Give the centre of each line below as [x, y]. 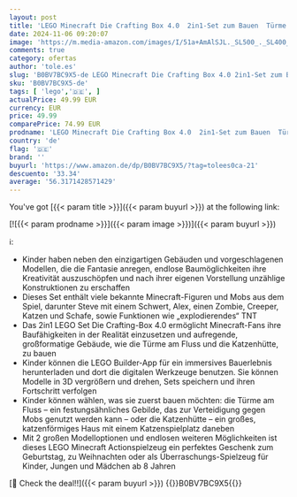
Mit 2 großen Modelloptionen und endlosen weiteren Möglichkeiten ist [149, 438]
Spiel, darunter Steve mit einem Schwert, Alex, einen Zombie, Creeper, [150, 307]
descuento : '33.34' [45, 173]
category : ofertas [43, 58]
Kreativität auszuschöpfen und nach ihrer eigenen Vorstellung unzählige [153, 279]
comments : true [37, 50]
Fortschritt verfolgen [59, 391]
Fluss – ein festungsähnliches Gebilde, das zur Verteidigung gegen [144, 410]
